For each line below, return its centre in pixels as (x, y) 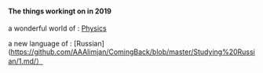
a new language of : (40, 44)
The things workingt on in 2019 (60, 11)
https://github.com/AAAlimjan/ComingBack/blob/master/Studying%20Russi (133, 52)
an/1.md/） (26, 61)
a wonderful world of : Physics (58, 28)
